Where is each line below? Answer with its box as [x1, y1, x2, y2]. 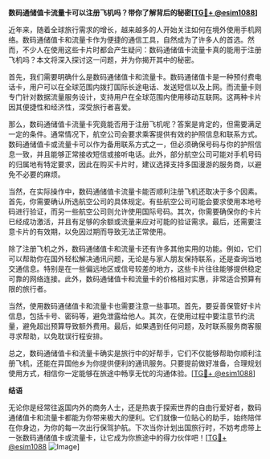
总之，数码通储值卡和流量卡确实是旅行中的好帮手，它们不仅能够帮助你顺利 [8, 349, 255, 358]
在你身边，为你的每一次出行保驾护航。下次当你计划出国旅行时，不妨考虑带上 [8, 423, 262, 432]
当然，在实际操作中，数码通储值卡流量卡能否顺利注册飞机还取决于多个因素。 [8, 186, 262, 196]
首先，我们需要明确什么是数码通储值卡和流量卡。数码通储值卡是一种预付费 [8, 72, 255, 81]
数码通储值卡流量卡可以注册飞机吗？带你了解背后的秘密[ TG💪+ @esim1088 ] [8, 8, 259, 17]
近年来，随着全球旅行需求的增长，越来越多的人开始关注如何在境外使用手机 [8, 25, 255, 35]
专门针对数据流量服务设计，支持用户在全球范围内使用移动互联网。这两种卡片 [8, 92, 262, 101]
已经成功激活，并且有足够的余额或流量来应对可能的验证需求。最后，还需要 [8, 217, 255, 226]
